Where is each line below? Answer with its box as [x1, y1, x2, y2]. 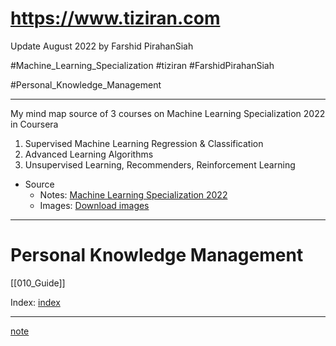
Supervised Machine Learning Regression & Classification [24, 137, 264, 149]
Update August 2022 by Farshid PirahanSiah [10, 40, 194, 52]
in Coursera [10, 118, 59, 130]
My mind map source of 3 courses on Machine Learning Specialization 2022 [10, 107, 326, 119]
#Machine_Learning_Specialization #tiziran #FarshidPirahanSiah [10, 59, 275, 71]
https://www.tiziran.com [10, 7, 221, 30]
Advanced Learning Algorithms [24, 148, 154, 160]
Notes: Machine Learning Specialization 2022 [39, 188, 228, 201]
